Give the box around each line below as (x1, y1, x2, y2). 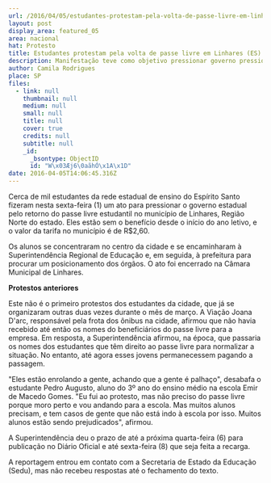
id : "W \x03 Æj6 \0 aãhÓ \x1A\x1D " (29, 162, 131, 170)
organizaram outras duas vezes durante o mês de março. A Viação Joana (8, 308, 252, 317)
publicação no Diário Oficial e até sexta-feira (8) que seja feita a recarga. (8, 442, 251, 451)
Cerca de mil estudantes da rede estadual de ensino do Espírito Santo (8, 191, 240, 201)
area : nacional (8, 34, 60, 43)
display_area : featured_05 (8, 27, 99, 35)
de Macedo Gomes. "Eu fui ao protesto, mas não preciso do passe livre (8, 392, 245, 401)
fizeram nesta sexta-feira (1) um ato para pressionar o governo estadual (8, 200, 248, 210)
